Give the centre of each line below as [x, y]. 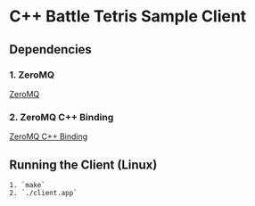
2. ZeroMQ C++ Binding [62, 117]
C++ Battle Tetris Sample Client [128, 16]
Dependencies [50, 49]
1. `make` [28, 185]
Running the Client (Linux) [83, 165]
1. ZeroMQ [32, 75]
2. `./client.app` [43, 193]
